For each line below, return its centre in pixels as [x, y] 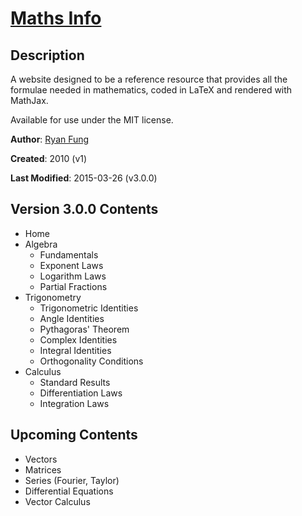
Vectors [41, 459]
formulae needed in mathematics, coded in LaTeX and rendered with [151, 90]
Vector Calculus [57, 501]
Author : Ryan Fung [50, 139]
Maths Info [56, 18]
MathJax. [29, 100]
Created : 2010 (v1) [49, 158]
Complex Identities [78, 339]
